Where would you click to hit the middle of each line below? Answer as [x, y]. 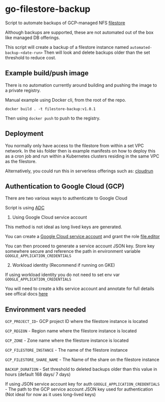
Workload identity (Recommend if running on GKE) [64, 265]
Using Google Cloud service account [49, 217]
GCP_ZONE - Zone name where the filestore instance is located [67, 341]
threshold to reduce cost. [31, 57]
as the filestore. [21, 161]
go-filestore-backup [48, 9]
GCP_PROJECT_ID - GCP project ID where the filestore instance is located [77, 322]
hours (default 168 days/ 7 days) [38, 374]
